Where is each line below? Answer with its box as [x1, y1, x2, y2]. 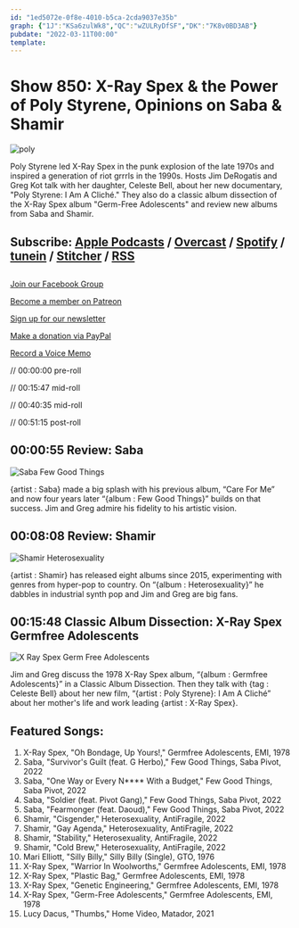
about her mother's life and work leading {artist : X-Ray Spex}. [10, 698, 238, 708]
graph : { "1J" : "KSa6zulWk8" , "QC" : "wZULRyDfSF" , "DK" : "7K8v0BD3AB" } [10, 21, 257, 30]
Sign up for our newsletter [10, 313, 106, 324]
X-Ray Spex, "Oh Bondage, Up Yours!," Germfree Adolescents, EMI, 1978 [22, 747, 291, 758]
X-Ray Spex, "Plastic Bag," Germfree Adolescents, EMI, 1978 [22, 871, 246, 882]
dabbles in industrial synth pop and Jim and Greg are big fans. [10, 588, 238, 599]
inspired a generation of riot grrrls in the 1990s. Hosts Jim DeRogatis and [10, 170, 278, 181]
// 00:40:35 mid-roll [10, 399, 83, 410]
